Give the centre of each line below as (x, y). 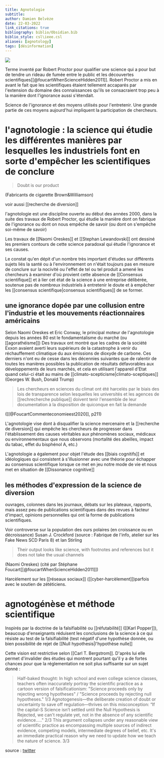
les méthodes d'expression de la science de (73, 485)
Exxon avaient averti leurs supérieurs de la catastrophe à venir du (71, 348)
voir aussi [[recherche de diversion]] (42, 204)
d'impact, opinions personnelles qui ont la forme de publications (70, 515)
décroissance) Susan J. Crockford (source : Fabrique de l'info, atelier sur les (82, 535)
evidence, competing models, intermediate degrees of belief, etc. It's (87, 731)
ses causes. (17, 249)
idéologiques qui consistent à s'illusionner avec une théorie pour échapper (80, 459)
